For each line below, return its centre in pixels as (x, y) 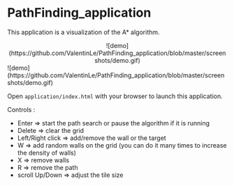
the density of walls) (47, 153)
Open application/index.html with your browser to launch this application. (115, 96)
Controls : (21, 109)
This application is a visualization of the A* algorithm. (83, 32)
